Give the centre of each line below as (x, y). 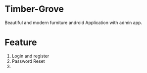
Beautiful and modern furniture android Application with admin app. (73, 23)
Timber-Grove (34, 9)
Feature (21, 42)
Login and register (30, 56)
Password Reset (28, 61)
